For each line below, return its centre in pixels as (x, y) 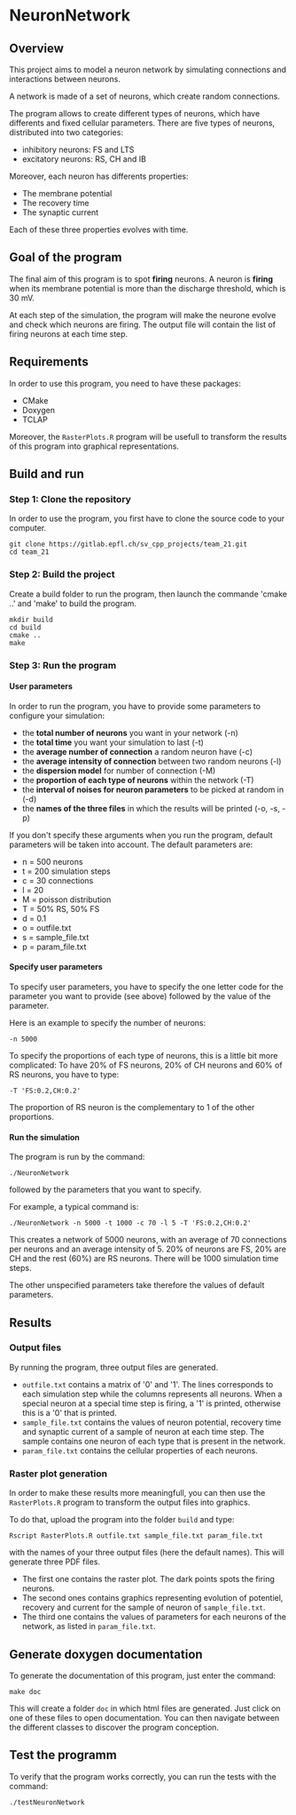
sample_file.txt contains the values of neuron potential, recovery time (152, 1422)
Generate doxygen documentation (106, 1654)
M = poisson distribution (66, 900)
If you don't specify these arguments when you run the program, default (141, 835)
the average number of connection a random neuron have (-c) (137, 751)
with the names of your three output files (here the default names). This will (147, 1553)
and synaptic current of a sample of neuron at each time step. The (143, 1431)
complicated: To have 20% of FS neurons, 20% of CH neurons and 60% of (146, 1065)
